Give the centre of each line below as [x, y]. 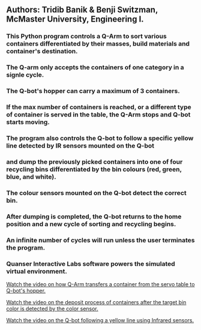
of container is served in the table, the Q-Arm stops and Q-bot [98, 115]
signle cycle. [25, 75]
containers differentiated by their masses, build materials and [98, 44]
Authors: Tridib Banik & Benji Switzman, [82, 10]
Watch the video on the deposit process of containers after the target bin [96, 302]
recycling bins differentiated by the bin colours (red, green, [94, 169]
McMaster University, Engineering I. [75, 19]
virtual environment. [37, 271]
